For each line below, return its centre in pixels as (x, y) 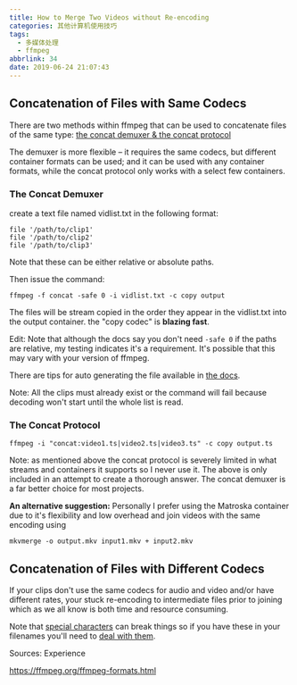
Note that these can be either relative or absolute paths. (111, 262)
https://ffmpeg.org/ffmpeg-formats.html (83, 671)
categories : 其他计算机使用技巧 (63, 26)
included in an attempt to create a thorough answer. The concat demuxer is (148, 480)
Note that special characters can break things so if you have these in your (145, 627)
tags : (19, 34)
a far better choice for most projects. (77, 489)
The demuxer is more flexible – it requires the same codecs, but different (143, 152)
